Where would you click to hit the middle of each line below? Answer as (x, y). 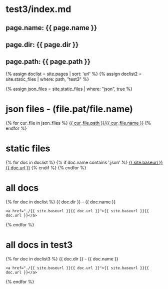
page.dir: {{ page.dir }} (42, 44)
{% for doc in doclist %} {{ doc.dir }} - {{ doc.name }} (61, 202)
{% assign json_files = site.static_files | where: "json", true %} (69, 89)
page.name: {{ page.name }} (51, 28)
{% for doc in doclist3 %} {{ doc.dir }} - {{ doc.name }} (62, 258)
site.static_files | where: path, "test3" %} (47, 79)
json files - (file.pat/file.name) (69, 109)
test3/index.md (38, 9)
